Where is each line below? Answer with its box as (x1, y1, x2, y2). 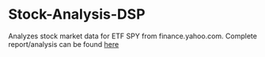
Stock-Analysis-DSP (8, 5, 146, 23)
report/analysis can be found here (8, 39, 119, 48)
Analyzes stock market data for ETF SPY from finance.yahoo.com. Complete (8, 31, 257, 41)
